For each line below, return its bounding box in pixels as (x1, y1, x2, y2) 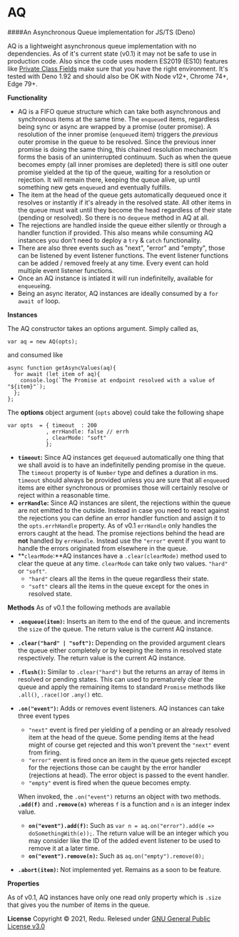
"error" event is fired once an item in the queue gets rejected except (28, 755, 231, 764)
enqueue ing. (17, 281, 52, 290)
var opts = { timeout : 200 (7, 421, 98, 429)
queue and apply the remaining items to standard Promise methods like (17, 682, 226, 691)
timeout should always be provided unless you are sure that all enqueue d (17, 476, 230, 484)
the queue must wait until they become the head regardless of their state (17, 205, 232, 214)
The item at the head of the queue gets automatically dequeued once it (17, 190, 227, 199)
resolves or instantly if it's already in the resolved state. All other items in (17, 198, 232, 207)
